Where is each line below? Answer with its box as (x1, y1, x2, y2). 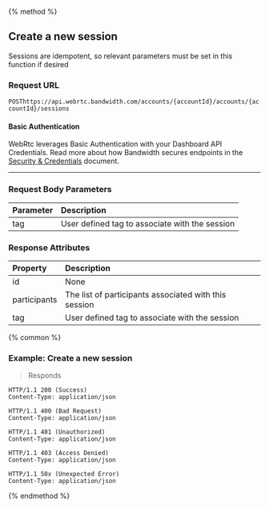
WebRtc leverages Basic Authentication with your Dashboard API (8, 139, 223, 149)
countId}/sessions (8, 105, 70, 113)
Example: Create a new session (8, 352, 133, 363)
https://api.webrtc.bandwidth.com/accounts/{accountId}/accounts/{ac (22, 98, 260, 106)
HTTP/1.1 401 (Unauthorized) (8, 428, 106, 437)
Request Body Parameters (8, 184, 112, 195)
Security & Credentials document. (8, 156, 120, 166)
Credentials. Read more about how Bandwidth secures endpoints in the (8, 148, 243, 158)
